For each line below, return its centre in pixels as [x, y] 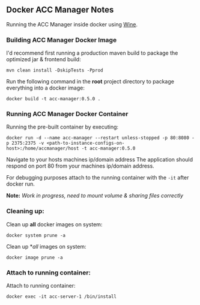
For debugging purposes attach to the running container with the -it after [98, 178]
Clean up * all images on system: [46, 246]
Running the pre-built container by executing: [62, 127]
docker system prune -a [36, 235]
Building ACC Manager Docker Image [62, 40]
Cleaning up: [25, 211]
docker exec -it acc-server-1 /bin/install [62, 297]
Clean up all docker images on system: [54, 224]
